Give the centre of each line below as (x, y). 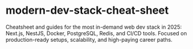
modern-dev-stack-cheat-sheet (87, 10)
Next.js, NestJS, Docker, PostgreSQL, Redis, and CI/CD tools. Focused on (96, 33)
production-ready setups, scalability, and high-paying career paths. (89, 39)
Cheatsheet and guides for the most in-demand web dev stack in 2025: (94, 27)
